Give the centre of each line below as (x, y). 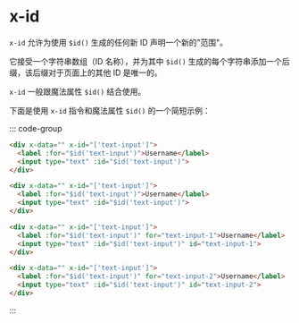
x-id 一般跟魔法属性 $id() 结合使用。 (78, 91)
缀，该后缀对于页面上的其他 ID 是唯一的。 (86, 72)
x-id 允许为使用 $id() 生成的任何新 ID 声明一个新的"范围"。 (119, 42)
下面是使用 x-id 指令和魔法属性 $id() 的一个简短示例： (110, 110)
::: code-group (36, 128)
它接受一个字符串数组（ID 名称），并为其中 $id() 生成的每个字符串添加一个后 (149, 61)
